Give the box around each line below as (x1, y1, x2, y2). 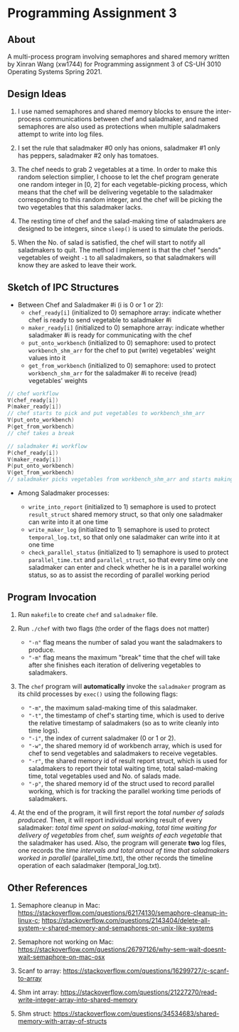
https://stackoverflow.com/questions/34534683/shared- (53, 1009, 220, 1018)
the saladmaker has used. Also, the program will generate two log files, (17, 838, 227, 847)
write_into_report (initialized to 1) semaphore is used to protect (28, 503, 216, 511)
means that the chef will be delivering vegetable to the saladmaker (17, 188, 213, 196)
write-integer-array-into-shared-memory (17, 995, 138, 1003)
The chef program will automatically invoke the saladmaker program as (17, 682, 226, 690)
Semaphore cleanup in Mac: (17, 901, 101, 909)
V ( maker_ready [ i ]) (7, 456, 62, 463)
